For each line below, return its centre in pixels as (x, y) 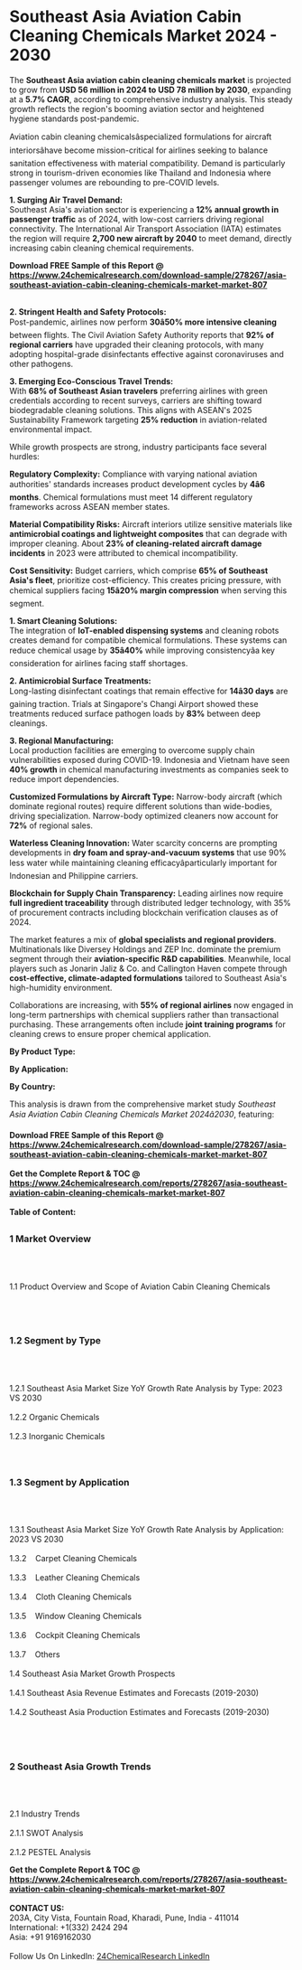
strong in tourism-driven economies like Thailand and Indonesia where (141, 173)
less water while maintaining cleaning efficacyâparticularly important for (143, 862)
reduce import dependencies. (64, 778)
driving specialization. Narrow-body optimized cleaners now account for (144, 815)
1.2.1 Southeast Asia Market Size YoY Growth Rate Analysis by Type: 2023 (146, 1388)
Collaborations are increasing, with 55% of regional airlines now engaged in (151, 1004)
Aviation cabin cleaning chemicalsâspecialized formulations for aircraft (141, 137)
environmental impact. (51, 429)
